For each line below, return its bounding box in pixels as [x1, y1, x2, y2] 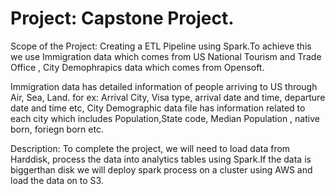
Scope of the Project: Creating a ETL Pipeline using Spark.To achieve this [10, 40, 312, 52]
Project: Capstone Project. [10, 7, 235, 30]
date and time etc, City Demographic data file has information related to [10, 102, 306, 114]
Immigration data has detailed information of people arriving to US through [10, 80, 318, 92]
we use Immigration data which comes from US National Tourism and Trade [10, 50, 322, 62]
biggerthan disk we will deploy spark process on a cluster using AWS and [10, 163, 313, 176]
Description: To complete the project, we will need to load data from [10, 142, 291, 154]
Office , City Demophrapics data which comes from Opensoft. [10, 61, 265, 73]
